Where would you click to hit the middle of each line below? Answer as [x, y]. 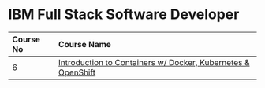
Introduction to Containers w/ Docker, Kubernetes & [154, 62]
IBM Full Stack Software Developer [124, 15]
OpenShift [77, 72]
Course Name [85, 44]
